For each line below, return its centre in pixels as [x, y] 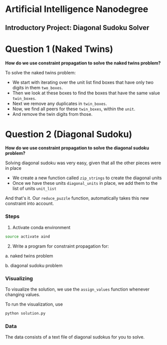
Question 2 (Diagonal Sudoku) [69, 134]
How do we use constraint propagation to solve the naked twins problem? [83, 63]
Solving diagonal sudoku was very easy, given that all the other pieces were [83, 163]
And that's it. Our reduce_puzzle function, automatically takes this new [77, 198]
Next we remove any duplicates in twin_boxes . [60, 103]
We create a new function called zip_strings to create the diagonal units [87, 178]
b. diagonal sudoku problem [34, 265]
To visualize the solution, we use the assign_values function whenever [77, 289]
